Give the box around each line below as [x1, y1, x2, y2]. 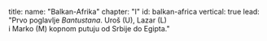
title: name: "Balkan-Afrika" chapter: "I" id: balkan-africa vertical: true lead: [8, 7, 260, 16]
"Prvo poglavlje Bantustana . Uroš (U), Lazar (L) [8, 15, 167, 25]
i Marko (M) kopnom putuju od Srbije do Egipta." [8, 24, 170, 33]
